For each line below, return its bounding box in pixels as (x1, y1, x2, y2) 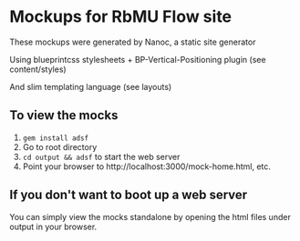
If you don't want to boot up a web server (9, 187, 248, 203)
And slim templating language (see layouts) (9, 81, 172, 92)
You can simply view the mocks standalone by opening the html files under (9, 211, 292, 222)
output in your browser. (9, 221, 98, 232)
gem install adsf (22, 134, 89, 143)
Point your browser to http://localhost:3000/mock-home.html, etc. (22, 161, 272, 172)
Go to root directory (22, 141, 98, 152)
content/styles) (9, 64, 67, 75)
